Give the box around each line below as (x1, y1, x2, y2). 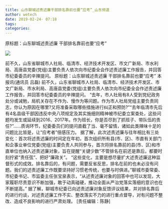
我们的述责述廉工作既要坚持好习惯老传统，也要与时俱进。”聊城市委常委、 (13, 167, 163, 173)
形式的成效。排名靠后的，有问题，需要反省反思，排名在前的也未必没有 (9, 161, 154, 167)
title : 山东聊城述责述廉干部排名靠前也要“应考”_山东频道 (5, 7, 110, 13)
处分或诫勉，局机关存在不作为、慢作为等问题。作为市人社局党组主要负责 (5, 98, 154, 104)
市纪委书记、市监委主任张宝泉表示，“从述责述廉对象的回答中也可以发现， (5, 173, 156, 179)
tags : (5, 21, 16, 27)
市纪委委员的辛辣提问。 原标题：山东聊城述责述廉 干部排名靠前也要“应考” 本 (5, 73, 162, 79)
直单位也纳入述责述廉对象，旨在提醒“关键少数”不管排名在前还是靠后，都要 (5, 148, 158, 154)
